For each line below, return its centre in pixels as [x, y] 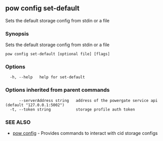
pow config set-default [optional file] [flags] [58, 54]
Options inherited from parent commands [58, 90]
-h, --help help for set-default [47, 77]
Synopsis [17, 33]
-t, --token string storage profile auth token [73, 109]
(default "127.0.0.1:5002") [35, 105]
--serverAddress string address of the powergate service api [88, 100]
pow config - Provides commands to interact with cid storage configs [85, 133]
